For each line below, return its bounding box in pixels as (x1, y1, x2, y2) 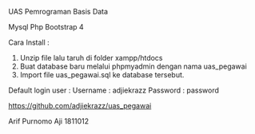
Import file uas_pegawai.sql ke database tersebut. (19, 70, 185, 79)
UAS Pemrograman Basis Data (8, 7, 109, 16)
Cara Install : (8, 37, 50, 47)
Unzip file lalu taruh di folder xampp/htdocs (19, 53, 163, 62)
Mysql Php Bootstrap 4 (8, 22, 84, 31)
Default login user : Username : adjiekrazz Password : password (8, 85, 220, 95)
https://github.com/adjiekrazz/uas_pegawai (8, 101, 152, 110)
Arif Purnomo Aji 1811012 (8, 116, 90, 126)
